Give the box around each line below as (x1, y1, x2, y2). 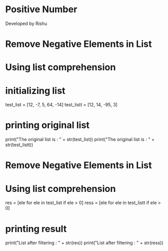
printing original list (5, 120, 90, 131)
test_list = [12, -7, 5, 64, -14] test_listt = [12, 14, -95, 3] (5, 102, 118, 108)
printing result (5, 223, 67, 235)
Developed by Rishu (5, 20, 47, 26)
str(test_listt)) (5, 142, 34, 148)
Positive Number (5, 4, 77, 15)
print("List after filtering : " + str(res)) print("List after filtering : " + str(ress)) (5, 240, 164, 246)
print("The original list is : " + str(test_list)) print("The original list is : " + (5, 136, 155, 143)
